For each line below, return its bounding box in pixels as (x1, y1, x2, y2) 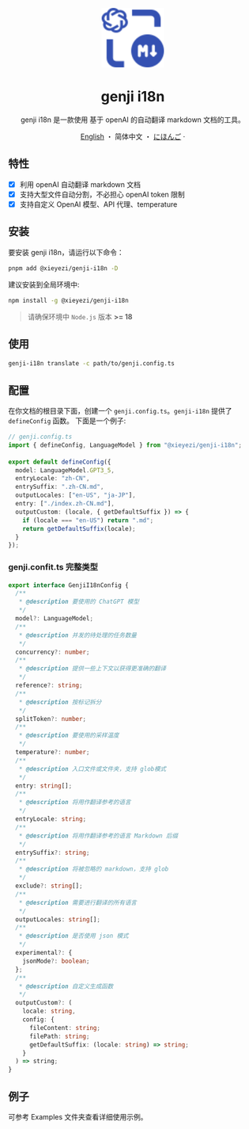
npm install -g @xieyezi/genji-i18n (8, 296, 129, 304)
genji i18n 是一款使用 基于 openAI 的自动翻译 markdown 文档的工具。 (21, 115, 245, 124)
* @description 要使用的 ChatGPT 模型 (18, 598, 140, 606)
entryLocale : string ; (15, 815, 87, 823)
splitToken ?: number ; (15, 715, 87, 723)
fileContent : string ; (28, 1024, 101, 1032)
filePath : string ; (28, 1032, 90, 1040)
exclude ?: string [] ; (15, 882, 83, 891)
